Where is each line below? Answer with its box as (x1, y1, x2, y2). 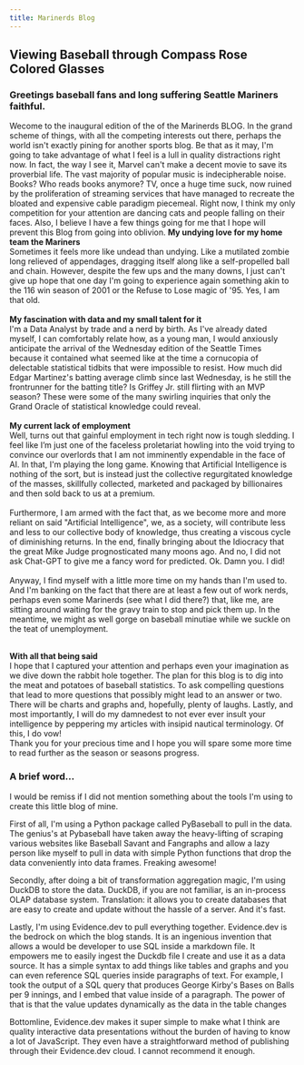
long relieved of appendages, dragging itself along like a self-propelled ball (9, 256, 290, 267)
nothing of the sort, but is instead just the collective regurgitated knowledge (9, 469, 293, 480)
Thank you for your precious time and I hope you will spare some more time (9, 738, 292, 749)
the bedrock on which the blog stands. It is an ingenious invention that (9, 930, 272, 942)
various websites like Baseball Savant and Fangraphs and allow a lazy (9, 837, 270, 848)
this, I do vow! (9, 728, 62, 739)
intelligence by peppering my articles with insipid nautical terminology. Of (9, 718, 284, 729)
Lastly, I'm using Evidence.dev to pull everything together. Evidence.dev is (9, 921, 288, 932)
